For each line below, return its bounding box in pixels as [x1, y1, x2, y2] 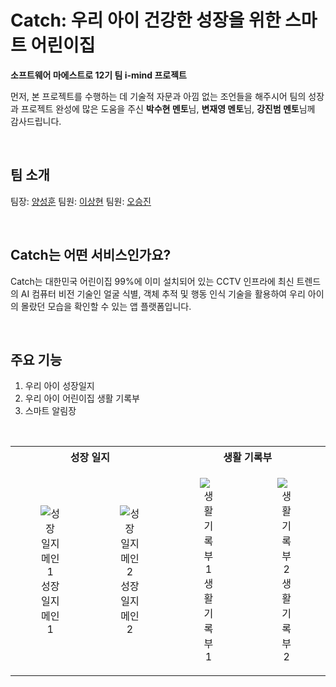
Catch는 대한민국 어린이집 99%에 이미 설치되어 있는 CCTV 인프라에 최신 [10, 275, 295, 287]
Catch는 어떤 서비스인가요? [10, 247, 172, 264]
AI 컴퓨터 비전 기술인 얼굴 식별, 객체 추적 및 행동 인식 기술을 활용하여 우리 [20, 287, 306, 300]
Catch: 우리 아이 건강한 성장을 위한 [10, 9, 282, 32]
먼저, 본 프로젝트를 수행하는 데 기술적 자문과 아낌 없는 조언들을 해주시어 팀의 [10, 90, 307, 102]
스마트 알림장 [24, 405, 77, 417]
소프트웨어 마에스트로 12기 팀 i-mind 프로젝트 [10, 69, 187, 81]
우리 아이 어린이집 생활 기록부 [24, 392, 140, 405]
